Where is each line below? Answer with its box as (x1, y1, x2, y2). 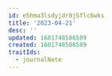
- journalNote (15, 56, 62, 64)
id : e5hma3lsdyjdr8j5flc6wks (8, 11, 105, 20)
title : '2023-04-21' (8, 19, 77, 27)
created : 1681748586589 (8, 41, 87, 49)
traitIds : (8, 48, 41, 56)
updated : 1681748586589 (8, 33, 87, 42)
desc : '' (8, 26, 37, 34)
